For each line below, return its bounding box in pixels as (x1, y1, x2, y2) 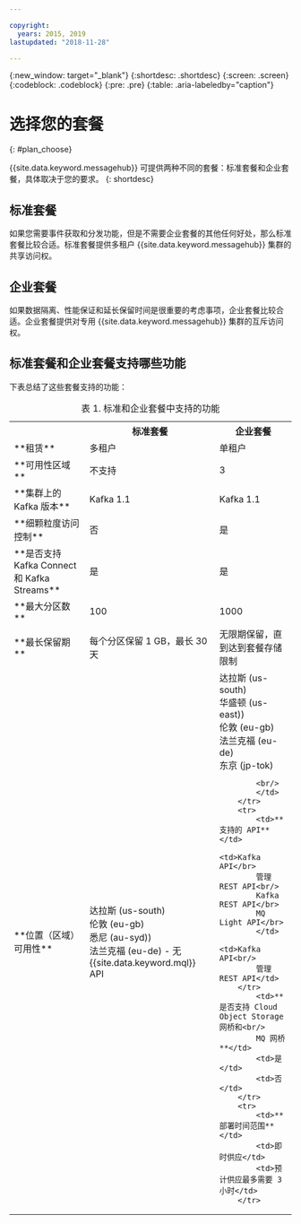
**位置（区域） (13, 929, 80, 942)
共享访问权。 (9, 250, 56, 261)
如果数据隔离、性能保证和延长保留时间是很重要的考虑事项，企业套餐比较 (9, 304, 276, 315)
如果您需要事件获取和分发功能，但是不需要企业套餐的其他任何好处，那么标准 (9, 228, 292, 239)
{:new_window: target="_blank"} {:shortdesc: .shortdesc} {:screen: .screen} (9, 70, 289, 81)
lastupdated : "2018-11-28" (9, 38, 110, 47)
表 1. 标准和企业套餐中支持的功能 (81, 402, 220, 414)
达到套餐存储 (228, 641, 283, 654)
